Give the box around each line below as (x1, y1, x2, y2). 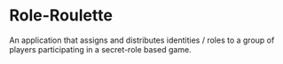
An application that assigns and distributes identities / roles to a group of (9, 35, 275, 45)
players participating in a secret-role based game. (9, 44, 193, 54)
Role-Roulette (9, 5, 114, 26)
